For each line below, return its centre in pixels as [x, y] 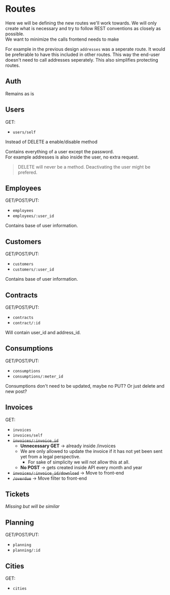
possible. [15, 34]
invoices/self [27, 435]
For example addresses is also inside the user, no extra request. [72, 157]
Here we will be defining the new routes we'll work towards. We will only [81, 23]
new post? [16, 391]
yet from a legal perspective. [50, 456]
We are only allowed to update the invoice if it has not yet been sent [91, 451]
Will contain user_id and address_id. [43, 332]
